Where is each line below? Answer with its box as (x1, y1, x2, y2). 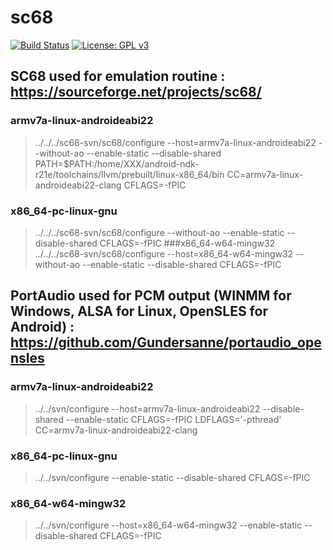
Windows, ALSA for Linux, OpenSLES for (10, 303, 268, 320)
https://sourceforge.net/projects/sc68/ (10, 84, 262, 101)
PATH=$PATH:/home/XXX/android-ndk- (34, 157, 200, 170)
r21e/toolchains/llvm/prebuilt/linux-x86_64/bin (34, 168, 225, 180)
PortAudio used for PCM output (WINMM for (10, 287, 292, 305)
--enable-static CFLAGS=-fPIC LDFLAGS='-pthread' (66, 413, 282, 425)
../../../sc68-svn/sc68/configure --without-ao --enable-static (34, 226, 285, 238)
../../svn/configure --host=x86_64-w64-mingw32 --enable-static (34, 519, 303, 531)
